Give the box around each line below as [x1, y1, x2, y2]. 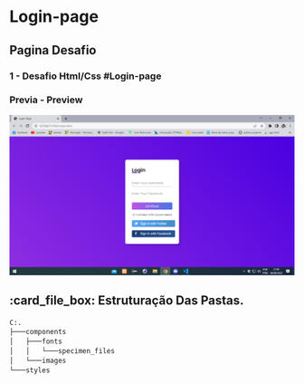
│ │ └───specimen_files [9, 347, 116, 356]
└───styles [9, 365, 51, 375]
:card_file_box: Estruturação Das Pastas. [9, 293, 244, 309]
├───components [9, 328, 67, 337]
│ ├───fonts [9, 337, 63, 346]
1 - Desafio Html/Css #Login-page [9, 70, 162, 82]
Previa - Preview [9, 93, 83, 106]
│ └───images [9, 356, 67, 366]
